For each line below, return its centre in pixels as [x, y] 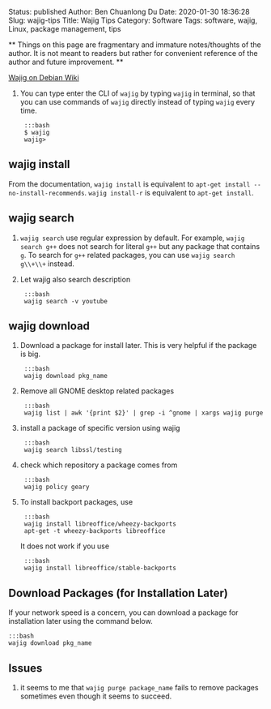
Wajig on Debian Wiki [44, 77]
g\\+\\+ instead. [47, 264]
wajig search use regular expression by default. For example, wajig [132, 238]
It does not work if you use [65, 546]
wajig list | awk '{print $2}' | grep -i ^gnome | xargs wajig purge [144, 413]
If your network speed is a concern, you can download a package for [123, 612]
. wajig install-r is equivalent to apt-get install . [169, 192]
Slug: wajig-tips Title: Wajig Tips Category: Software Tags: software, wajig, [133, 20]
